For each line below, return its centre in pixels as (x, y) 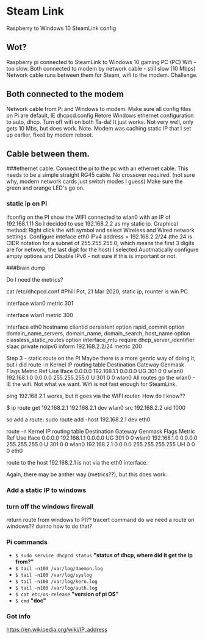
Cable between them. (48, 154)
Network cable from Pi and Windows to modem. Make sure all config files (99, 109)
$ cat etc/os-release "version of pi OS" (67, 594)
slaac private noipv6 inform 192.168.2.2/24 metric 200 (74, 346)
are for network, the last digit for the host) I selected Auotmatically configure (103, 249)
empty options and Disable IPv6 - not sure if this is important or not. (92, 256)
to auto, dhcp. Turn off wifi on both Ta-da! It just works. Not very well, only (100, 122)
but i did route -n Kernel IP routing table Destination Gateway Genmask (95, 365)
